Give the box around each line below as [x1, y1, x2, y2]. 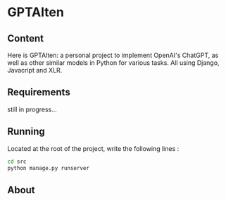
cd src [7, 158, 27, 165]
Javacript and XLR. [7, 66, 63, 74]
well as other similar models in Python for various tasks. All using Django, [7, 59, 220, 67]
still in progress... [7, 105, 58, 114]
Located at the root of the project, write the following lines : [7, 144, 180, 152]
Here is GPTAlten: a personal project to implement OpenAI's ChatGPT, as [7, 51, 219, 59]
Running [7, 126, 46, 138]
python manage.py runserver [7, 164, 90, 171]
